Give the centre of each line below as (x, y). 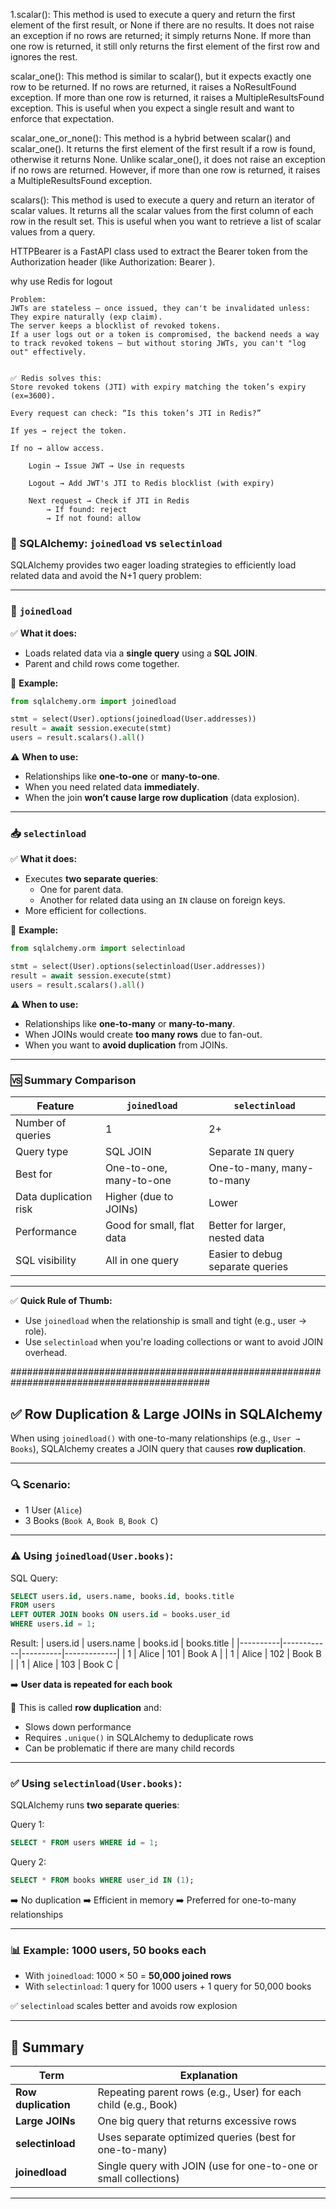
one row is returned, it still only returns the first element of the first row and (165, 46)
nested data (236, 1238)
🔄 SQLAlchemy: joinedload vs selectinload (116, 543)
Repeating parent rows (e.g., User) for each (199, 2092)
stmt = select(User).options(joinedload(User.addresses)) (133, 719)
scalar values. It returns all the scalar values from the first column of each (162, 210)
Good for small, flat (149, 1226)
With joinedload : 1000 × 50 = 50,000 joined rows (128, 1976)
